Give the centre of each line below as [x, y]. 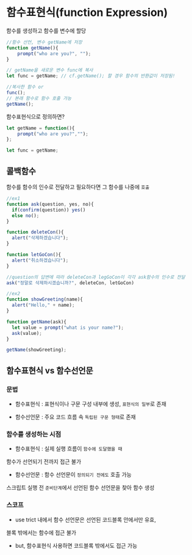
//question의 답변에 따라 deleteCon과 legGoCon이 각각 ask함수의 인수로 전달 [96, 277]
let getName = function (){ [41, 128]
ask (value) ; [27, 333]
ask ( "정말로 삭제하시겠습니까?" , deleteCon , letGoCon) [70, 283]
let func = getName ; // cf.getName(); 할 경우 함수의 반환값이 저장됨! [91, 76]
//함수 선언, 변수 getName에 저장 [44, 42]
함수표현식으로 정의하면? [36, 116]
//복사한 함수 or [25, 87]
